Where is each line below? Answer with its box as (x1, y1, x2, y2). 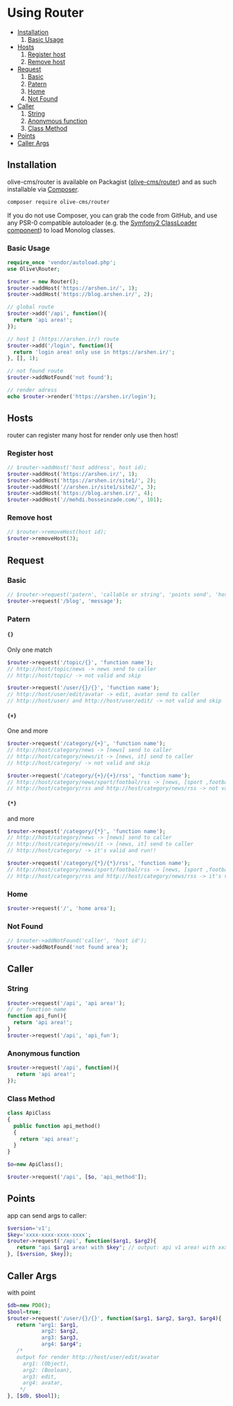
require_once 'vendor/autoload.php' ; (7, 259, 116, 266)
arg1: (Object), (22, 1360, 70, 1367)
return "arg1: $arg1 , (16, 1321, 79, 1328)
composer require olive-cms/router (7, 198, 110, 205)
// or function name (7, 1006, 67, 1013)
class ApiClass (7, 1109, 51, 1117)
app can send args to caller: (7, 1211, 87, 1219)
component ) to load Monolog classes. (7, 226, 116, 234)
